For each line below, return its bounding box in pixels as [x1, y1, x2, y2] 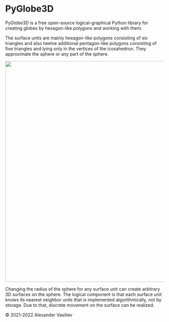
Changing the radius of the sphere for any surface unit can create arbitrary [5, 286, 160, 292]
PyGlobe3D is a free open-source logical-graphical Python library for [5, 20, 148, 26]
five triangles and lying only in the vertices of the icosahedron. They [5, 45, 146, 51]
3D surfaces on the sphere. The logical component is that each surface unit [5, 291, 162, 297]
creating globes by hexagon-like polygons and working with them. [5, 25, 142, 31]
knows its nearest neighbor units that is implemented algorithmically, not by [5, 296, 162, 303]
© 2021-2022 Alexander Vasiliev [5, 311, 73, 318]
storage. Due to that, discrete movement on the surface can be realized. [5, 302, 154, 308]
